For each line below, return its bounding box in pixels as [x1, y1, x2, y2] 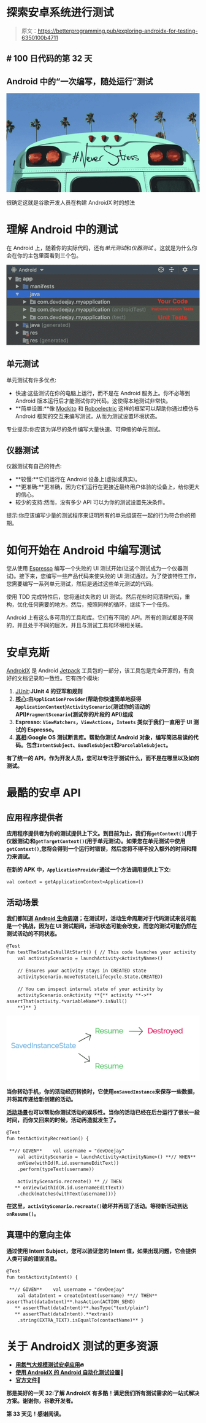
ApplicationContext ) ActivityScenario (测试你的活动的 [15, 703, 151, 711]
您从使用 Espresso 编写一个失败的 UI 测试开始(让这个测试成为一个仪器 [6, 565, 183, 572]
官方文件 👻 [15, 1376, 41, 1384]
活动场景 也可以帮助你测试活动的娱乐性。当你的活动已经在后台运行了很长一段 [6, 1108, 200, 1116]
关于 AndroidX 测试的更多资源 [6, 1339, 158, 1353]
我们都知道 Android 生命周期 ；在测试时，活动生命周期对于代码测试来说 [6, 915, 186, 922]
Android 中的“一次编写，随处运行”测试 [6, 76, 153, 87]
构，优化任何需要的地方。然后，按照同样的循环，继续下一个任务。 [6, 601, 173, 609]
